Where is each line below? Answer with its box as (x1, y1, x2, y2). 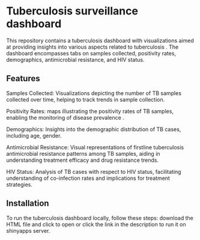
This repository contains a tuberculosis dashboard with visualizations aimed (6, 37, 194, 44)
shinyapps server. (6, 227, 50, 234)
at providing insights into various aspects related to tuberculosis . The (6, 43, 179, 51)
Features (6, 73, 40, 84)
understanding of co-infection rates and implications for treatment (6, 174, 170, 182)
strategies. (6, 180, 33, 188)
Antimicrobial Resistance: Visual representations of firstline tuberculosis (6, 143, 184, 151)
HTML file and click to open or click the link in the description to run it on (6, 221, 186, 228)
